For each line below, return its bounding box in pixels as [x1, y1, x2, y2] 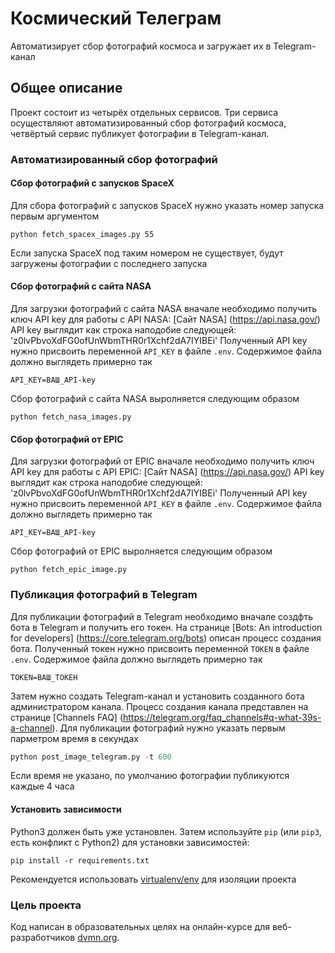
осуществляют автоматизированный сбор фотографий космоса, [10, 117, 287, 129]
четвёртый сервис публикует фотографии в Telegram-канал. [10, 127, 270, 139]
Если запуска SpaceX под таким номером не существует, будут [10, 247, 284, 259]
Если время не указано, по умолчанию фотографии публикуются [10, 770, 290, 782]
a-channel [10, 722, 53, 734]
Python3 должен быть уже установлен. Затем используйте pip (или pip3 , [10, 825, 322, 837]
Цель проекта [10, 898, 82, 912]
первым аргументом [10, 210, 100, 222]
